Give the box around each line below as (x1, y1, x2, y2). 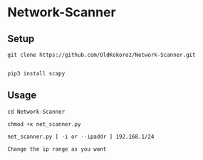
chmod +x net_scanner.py (7, 120, 81, 128)
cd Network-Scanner (7, 108, 66, 115)
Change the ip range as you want (7, 145, 107, 153)
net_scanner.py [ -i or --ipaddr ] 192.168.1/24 (7, 133, 155, 140)
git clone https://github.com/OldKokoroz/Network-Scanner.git (7, 51, 196, 58)
